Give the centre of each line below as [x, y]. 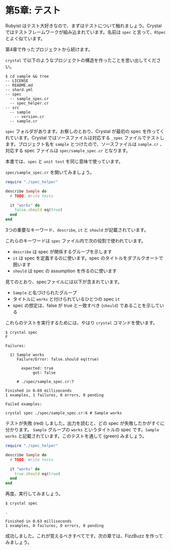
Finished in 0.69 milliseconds [39, 391]
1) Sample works [27, 355]
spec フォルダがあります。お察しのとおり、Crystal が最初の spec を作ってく [85, 131]
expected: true [37, 368]
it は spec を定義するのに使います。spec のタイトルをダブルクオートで [88, 258]
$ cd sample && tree [27, 76]
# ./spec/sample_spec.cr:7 [45, 382]
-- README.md [19, 85]
